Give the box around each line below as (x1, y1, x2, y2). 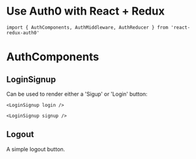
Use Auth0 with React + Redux (6, 4, 165, 18)
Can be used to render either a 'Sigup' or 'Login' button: (6, 90, 148, 97)
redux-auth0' (6, 29, 40, 36)
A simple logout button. (6, 145, 66, 153)
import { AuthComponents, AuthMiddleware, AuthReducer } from (6, 24, 168, 30)
